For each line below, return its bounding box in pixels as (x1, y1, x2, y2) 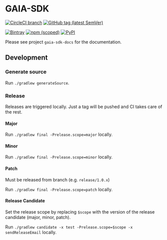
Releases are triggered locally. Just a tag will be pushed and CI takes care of (5, 103, 163, 109)
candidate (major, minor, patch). (5, 214, 71, 220)
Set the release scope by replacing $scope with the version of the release (5, 208, 155, 215)
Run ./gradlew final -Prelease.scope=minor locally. (5, 154, 113, 160)
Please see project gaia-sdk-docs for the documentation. (5, 38, 122, 45)
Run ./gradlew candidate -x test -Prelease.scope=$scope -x (5, 223, 133, 230)
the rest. (5, 108, 22, 115)
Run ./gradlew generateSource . (5, 79, 70, 85)
